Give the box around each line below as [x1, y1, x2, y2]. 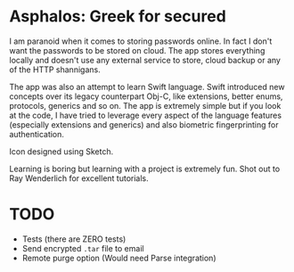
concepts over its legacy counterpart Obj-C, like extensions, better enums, [9, 91, 283, 102]
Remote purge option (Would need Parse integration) [21, 252, 216, 263]
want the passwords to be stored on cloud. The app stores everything [9, 45, 265, 55]
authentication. [9, 128, 65, 139]
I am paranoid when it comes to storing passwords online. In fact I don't [9, 36, 273, 46]
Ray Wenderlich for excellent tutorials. [9, 172, 149, 184]
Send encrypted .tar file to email [21, 243, 144, 253]
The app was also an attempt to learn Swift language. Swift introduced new [9, 81, 285, 92]
